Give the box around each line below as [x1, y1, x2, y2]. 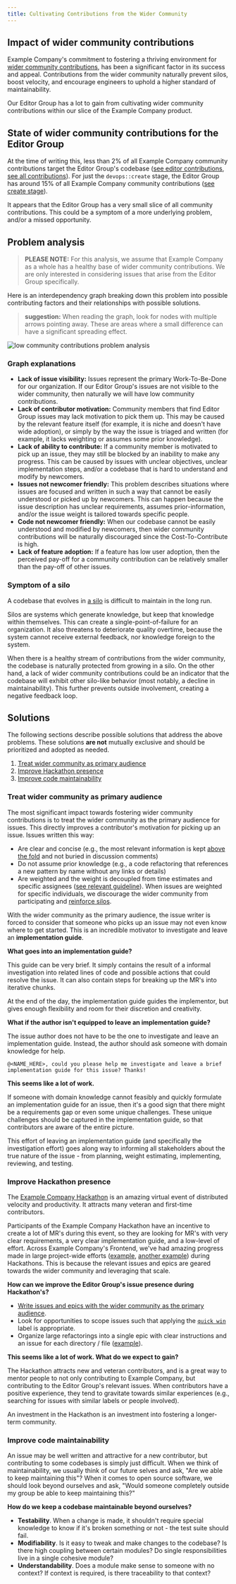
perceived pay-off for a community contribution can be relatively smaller [17, 555, 228, 564]
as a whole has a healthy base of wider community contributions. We [24, 262, 225, 271]
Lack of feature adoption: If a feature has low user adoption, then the [17, 547, 221, 556]
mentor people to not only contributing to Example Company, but [7, 1374, 196, 1382]
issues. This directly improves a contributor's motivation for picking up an [7, 823, 221, 832]
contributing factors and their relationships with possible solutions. [7, 298, 201, 308]
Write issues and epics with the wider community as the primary [17, 1302, 204, 1310]
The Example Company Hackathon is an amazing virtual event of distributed [7, 1193, 228, 1201]
